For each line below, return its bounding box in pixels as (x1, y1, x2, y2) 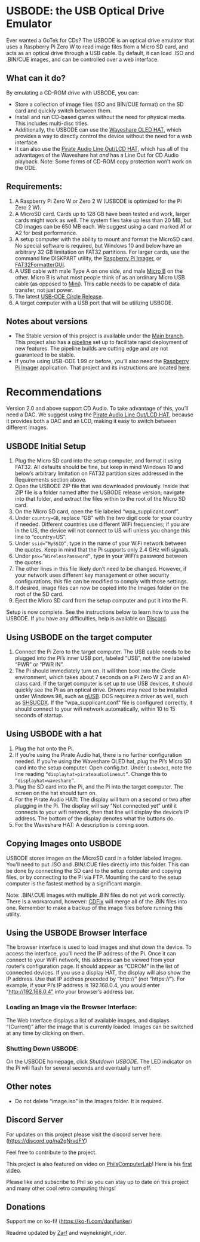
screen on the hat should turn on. (14, 789, 97, 796)
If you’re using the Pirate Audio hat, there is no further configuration (14, 751, 182, 758)
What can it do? (6, 73, 66, 83)
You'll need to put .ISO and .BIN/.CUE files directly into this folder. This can (6, 860, 190, 868)
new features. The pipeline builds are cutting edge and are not (14, 345, 168, 352)
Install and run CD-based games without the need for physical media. (14, 113, 186, 120)
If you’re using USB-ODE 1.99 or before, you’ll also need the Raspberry (14, 358, 189, 365)
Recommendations (6, 385, 102, 398)
